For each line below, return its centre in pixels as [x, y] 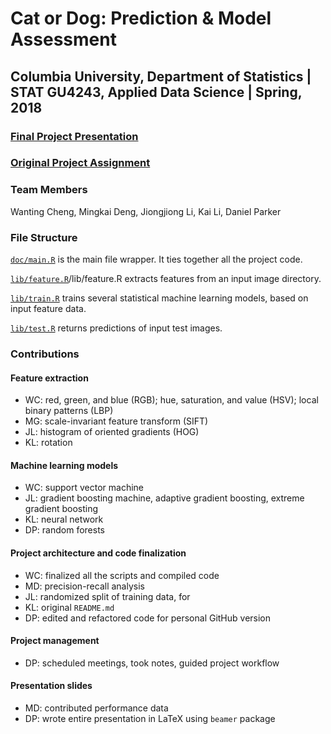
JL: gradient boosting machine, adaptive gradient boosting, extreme [164, 498]
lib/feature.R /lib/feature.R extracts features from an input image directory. [166, 279]
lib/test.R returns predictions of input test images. [116, 328]
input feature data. [48, 309]
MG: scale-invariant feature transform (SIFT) [116, 421]
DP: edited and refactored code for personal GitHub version [148, 618]
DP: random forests [64, 530]
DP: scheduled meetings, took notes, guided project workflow [152, 663]
